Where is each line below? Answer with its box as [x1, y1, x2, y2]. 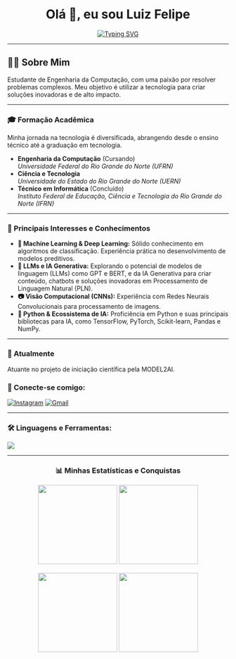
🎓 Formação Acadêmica [7, 115, 94, 124]
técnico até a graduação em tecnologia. [7, 141, 122, 150]
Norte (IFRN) [17, 200, 55, 208]
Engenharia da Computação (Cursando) [17, 155, 136, 163]
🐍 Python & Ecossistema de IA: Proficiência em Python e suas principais [17, 309, 229, 319]
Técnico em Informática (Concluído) [17, 184, 124, 193]
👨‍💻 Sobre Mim [7, 56, 70, 69]
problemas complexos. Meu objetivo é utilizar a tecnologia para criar [7, 82, 206, 91]
